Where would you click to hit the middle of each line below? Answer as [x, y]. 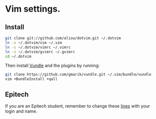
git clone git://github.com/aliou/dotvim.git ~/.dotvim [63, 38]
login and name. [21, 111]
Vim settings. [33, 9]
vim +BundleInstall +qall [31, 79]
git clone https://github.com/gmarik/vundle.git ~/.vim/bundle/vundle [78, 75]
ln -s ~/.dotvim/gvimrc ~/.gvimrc [40, 52]
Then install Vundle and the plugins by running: [52, 66]
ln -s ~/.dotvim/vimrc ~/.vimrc [38, 47]
